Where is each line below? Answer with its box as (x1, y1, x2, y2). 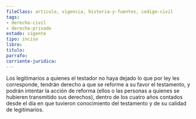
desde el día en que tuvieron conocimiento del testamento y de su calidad (6, 99, 187, 107)
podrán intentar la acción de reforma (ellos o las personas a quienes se (6, 87, 180, 94)
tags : (6, 14, 20, 20)
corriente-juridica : (6, 58, 57, 64)
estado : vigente (6, 31, 46, 37)
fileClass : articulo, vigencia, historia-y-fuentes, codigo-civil (6, 8, 173, 15)
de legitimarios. (6, 106, 44, 113)
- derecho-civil (6, 20, 46, 25)
